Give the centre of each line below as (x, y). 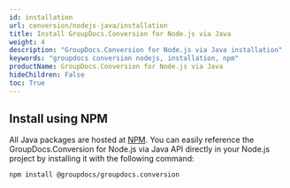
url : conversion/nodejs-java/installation (88, 26)
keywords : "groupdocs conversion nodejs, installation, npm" (124, 58)
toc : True (27, 83)
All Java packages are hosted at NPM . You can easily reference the (132, 140)
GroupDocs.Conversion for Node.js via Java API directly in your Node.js (140, 149)
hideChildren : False (47, 75)
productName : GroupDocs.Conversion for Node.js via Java (116, 67)
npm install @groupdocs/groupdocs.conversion (94, 175)
